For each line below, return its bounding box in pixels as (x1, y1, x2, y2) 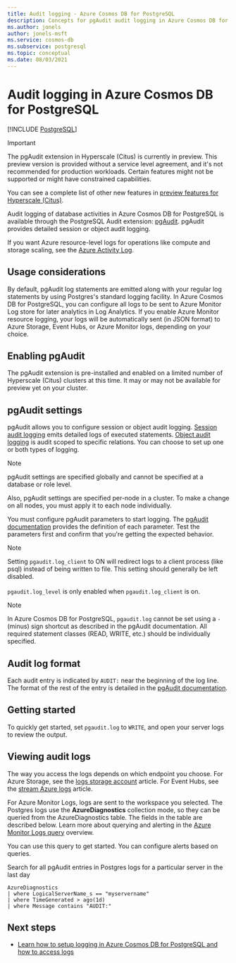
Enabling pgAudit (7, 350, 85, 362)
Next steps (7, 921, 56, 933)
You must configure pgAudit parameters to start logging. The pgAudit (7, 515, 209, 524)
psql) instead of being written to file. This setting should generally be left (7, 565, 218, 573)
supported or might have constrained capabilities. (7, 174, 152, 183)
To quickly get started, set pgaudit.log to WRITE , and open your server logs (7, 723, 224, 731)
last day (7, 870, 30, 878)
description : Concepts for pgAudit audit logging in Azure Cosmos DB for (7, 17, 229, 24)
